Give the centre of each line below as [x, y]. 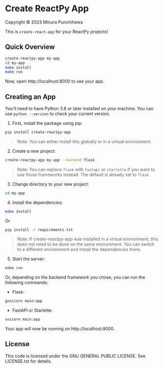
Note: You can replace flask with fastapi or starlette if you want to [86, 169]
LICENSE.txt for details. [29, 361]
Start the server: [29, 259]
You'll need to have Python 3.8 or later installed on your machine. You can [79, 109]
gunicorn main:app [24, 301]
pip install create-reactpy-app [38, 132]
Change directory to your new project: [51, 184]
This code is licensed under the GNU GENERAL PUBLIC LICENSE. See [75, 356]
